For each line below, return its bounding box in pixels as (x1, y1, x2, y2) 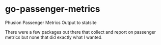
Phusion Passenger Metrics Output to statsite (5, 20, 97, 25)
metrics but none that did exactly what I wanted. (5, 34, 103, 40)
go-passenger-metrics (5, 3, 101, 15)
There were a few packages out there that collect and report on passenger (5, 29, 156, 35)
